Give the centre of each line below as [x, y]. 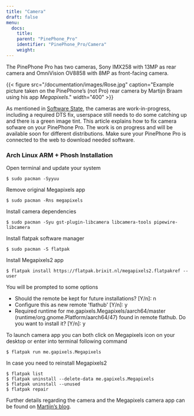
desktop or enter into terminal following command [67, 341]
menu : [13, 22]
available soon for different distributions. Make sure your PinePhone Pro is [96, 133]
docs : [18, 28]
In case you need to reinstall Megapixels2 [57, 363]
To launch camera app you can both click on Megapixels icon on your [91, 335]
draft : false [22, 17]
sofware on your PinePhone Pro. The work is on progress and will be [89, 127]
